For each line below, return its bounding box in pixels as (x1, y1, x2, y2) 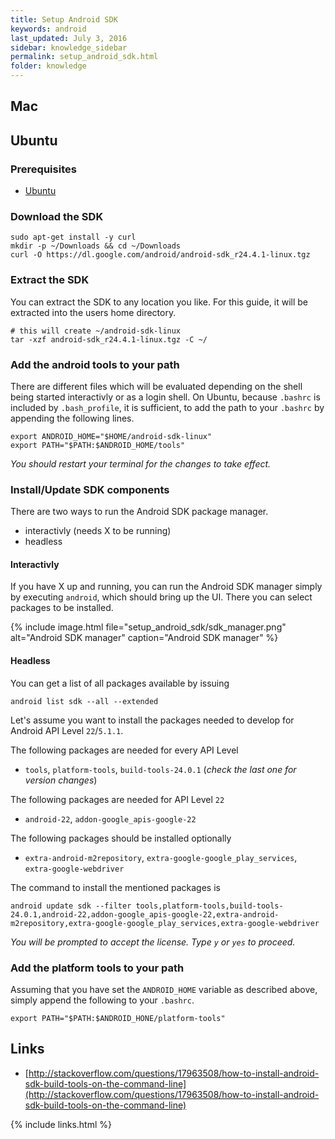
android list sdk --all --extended (10, 696, 159, 706)
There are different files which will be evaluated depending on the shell (10, 380, 303, 392)
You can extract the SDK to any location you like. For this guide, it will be (10, 296, 309, 308)
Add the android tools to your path (10, 357, 180, 371)
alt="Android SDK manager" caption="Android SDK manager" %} (10, 632, 279, 644)
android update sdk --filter (10, 901, 132, 911)
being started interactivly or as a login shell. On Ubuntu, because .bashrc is (10, 391, 321, 403)
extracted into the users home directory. (10, 306, 177, 318)
